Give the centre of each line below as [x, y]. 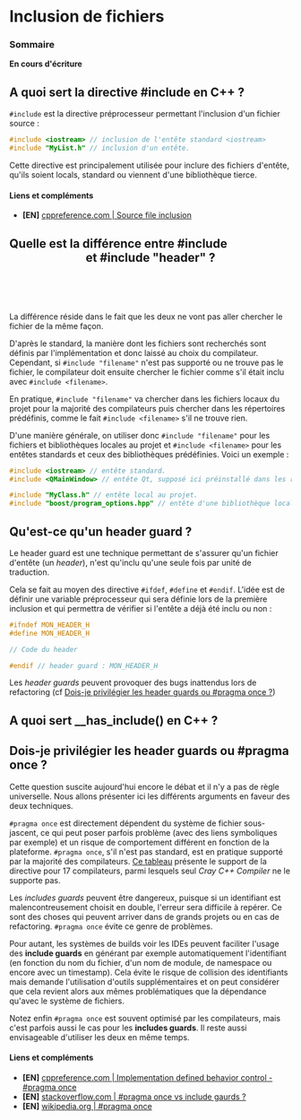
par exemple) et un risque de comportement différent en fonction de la [140, 842]
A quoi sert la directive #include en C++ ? [127, 92]
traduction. [30, 572]
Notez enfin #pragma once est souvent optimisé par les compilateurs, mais [145, 1018]
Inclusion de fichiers [87, 17]
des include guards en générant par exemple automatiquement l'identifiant [148, 953]
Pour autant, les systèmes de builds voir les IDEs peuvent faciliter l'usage [144, 943]
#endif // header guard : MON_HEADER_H [84, 665]
